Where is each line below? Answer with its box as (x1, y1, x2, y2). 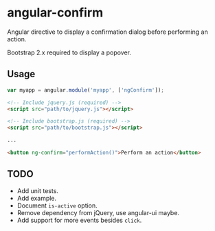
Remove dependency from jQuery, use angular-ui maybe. (16, 208, 180, 217)
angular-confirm (7, 5, 104, 21)
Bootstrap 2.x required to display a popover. (7, 48, 132, 57)
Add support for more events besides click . (16, 216, 142, 224)
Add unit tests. (16, 186, 58, 194)
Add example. (16, 194, 57, 202)
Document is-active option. (16, 201, 98, 210)
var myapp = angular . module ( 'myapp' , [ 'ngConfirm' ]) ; (7, 86, 165, 94)
